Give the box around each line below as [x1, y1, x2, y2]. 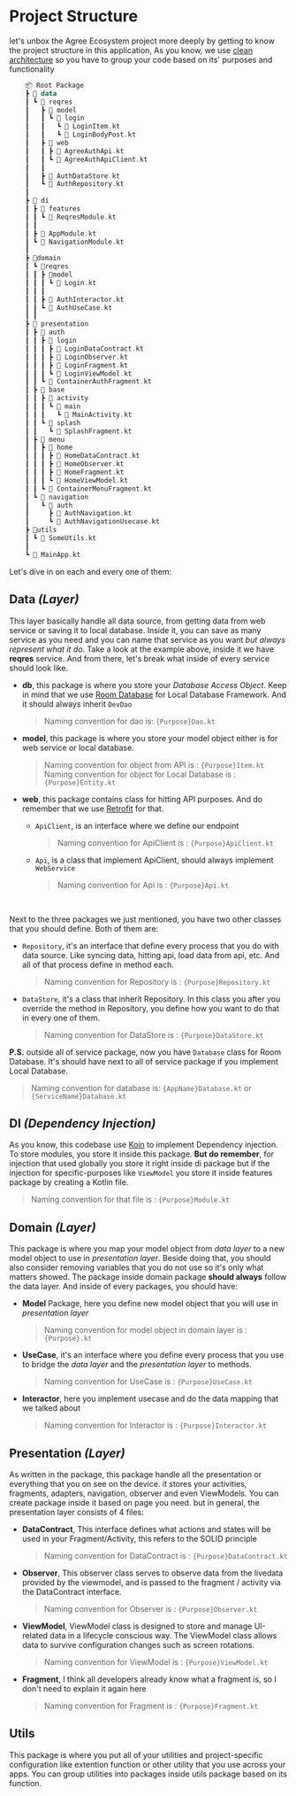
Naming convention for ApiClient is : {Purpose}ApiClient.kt [57, 837, 274, 848]
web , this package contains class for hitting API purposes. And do [21, 793, 263, 804]
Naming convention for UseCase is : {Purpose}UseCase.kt [43, 1376, 254, 1387]
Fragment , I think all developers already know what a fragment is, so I [21, 1674, 277, 1684]
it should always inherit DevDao [21, 698, 133, 709]
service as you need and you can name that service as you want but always [9, 634, 285, 645]
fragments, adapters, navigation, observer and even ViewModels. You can [9, 1488, 279, 1498]
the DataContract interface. [21, 1586, 122, 1597]
